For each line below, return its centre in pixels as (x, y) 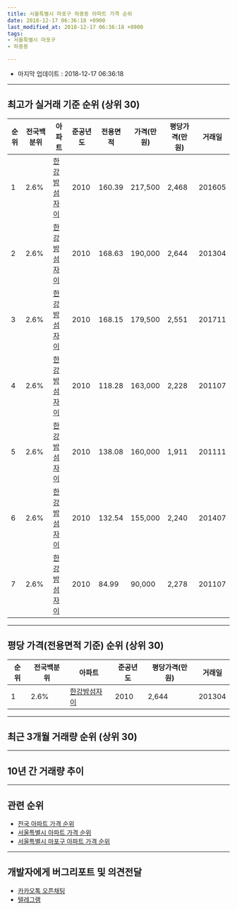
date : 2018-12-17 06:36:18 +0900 (56, 20)
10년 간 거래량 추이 (46, 771)
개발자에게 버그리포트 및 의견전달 (75, 872)
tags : (15, 34)
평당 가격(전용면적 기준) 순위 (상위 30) (86, 646)
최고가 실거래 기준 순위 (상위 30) (74, 105)
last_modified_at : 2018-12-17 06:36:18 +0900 (75, 27)
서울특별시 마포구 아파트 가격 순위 (64, 842)
